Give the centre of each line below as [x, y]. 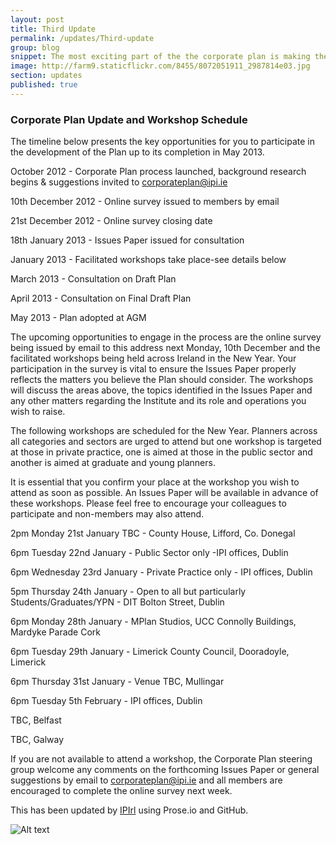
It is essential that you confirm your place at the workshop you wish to [155, 482]
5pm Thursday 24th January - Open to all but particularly [128, 592]
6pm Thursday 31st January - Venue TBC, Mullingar [117, 682]
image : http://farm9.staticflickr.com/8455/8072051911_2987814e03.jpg [160, 66]
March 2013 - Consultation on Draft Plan [93, 279]
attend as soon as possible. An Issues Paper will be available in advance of [164, 493]
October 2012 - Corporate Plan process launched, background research [158, 172]
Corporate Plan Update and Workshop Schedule [129, 119]
